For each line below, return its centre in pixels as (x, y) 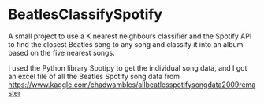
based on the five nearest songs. (62, 52)
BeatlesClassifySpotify (86, 14)
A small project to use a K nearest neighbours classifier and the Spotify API (130, 36)
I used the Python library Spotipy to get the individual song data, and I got (128, 67)
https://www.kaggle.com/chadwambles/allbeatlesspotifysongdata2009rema (132, 85)
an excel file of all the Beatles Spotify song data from (94, 76)
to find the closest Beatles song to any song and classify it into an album (126, 44)
